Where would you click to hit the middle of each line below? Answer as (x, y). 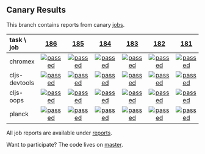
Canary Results (36, 10)
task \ (18, 40)
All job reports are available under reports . (59, 133)
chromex (22, 61)
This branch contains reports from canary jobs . (66, 24)
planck (19, 114)
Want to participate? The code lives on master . (65, 144)
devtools (22, 83)
